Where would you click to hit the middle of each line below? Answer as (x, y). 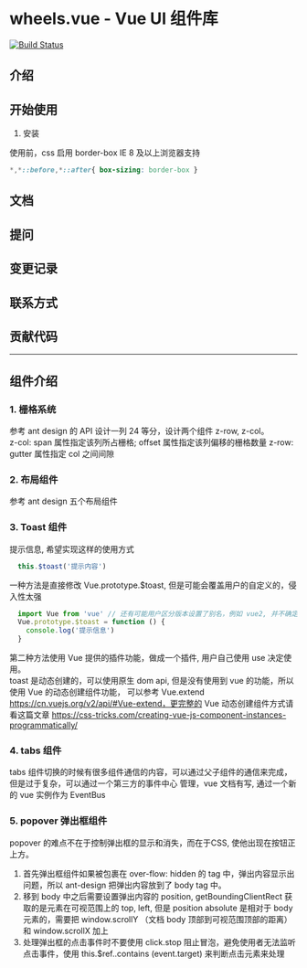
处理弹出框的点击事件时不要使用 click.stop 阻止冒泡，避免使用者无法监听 (159, 941)
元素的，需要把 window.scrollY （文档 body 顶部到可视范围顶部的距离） (157, 919)
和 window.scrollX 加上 (66, 931)
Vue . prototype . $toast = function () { (92, 622)
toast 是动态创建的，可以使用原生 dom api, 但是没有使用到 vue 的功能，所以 (152, 681)
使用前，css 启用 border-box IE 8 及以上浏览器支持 (105, 153)
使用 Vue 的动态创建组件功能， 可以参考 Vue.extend (107, 692)
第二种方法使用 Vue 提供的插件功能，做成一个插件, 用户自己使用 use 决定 (147, 658)
